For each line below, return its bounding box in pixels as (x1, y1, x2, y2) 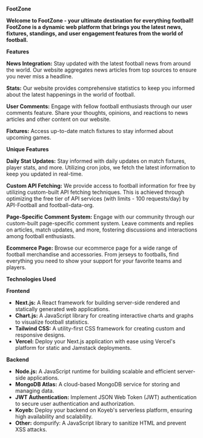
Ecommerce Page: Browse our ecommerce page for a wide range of (6, 244, 178, 252)
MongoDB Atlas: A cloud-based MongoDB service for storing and (15, 381, 180, 388)
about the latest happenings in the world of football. (6, 91, 136, 98)
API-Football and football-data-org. (6, 202, 95, 208)
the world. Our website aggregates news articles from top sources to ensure (6, 66, 197, 74)
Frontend (6, 287, 30, 294)
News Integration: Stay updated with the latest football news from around (6, 60, 191, 67)
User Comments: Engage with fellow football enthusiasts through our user (6, 103, 193, 110)
